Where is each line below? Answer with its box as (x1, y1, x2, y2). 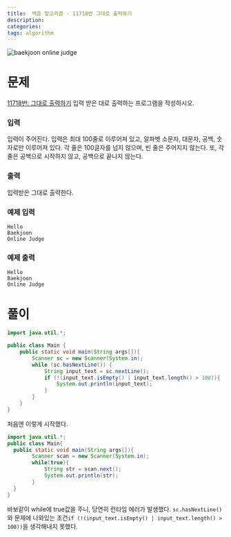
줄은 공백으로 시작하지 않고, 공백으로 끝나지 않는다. (7, 152, 143, 161)
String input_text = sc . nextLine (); (43, 367, 150, 374)
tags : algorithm (7, 29, 54, 37)
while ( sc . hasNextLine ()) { (32, 361, 112, 368)
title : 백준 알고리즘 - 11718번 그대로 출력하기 (7, 10, 132, 17)
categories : (7, 23, 41, 30)
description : (7, 17, 45, 24)
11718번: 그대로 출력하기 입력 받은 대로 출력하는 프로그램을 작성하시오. (7, 99, 194, 107)
